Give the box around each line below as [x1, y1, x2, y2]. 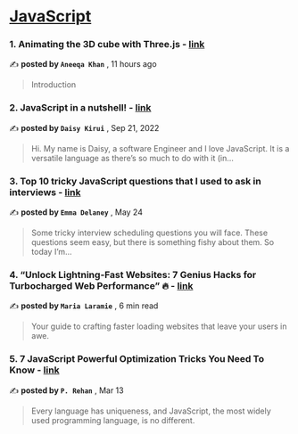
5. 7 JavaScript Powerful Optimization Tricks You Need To [9, 353, 265, 365]
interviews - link [9, 185, 81, 198]
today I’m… [30, 247, 73, 258]
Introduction [30, 79, 77, 90]
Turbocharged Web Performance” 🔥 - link [9, 280, 194, 291]
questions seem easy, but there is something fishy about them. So [30, 237, 275, 248]
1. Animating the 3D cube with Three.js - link [9, 38, 205, 51]
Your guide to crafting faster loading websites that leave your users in [30, 321, 287, 332]
